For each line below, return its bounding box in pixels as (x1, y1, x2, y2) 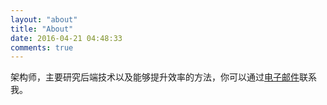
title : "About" (10, 24, 74, 34)
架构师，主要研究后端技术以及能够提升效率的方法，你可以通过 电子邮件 (10, 71, 300, 83)
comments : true (10, 42, 74, 53)
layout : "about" (10, 14, 78, 25)
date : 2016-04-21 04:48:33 (10, 33, 123, 43)
